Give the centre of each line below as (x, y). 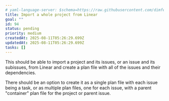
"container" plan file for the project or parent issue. (58, 93)
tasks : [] (16, 47)
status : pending (22, 29)
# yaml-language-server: (31, 10)
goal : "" (14, 19)
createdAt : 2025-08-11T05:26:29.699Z (45, 38)
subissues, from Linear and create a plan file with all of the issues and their (83, 67)
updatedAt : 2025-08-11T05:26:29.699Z (45, 43)
